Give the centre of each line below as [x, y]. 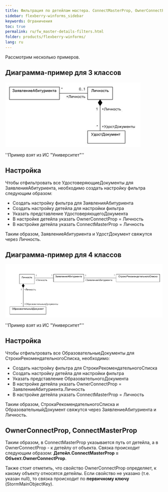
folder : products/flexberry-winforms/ [45, 37]
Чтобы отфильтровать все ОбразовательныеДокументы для [70, 353]
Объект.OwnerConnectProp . [36, 458]
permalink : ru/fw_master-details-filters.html [54, 32]
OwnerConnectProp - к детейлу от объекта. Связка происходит [72, 448]
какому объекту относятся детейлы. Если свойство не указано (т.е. [77, 473]
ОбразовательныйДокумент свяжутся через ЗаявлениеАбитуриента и [81, 409]
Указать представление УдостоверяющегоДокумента [70, 213]
